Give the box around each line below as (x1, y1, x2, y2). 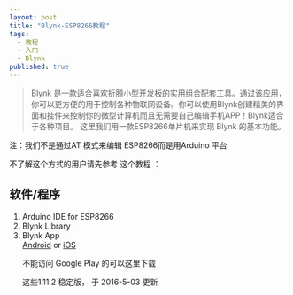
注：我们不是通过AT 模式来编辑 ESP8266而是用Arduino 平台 (9, 139, 227, 151)
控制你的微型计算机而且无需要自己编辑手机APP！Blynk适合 (69, 110, 284, 120)
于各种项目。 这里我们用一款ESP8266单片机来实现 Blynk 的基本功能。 (30, 120, 286, 131)
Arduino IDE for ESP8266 (21, 211, 114, 221)
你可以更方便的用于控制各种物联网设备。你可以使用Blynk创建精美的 (30, 98, 277, 109)
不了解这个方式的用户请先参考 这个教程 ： (9, 159, 161, 169)
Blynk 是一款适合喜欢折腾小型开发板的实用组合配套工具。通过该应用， (30, 88, 287, 98)
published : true (9, 63, 69, 72)
